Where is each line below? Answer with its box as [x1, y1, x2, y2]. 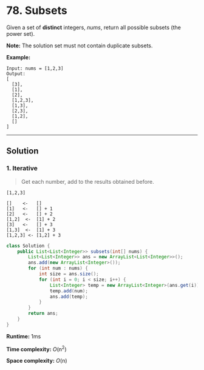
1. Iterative [6, 164, 38, 173]
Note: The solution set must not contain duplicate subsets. [6, 42, 153, 49]
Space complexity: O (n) [6, 357, 68, 365]
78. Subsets [6, 4, 68, 18]
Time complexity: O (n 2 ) [6, 344, 67, 352]
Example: [6, 53, 31, 61]
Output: [6, 70, 26, 76]
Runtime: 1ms [6, 332, 41, 340]
